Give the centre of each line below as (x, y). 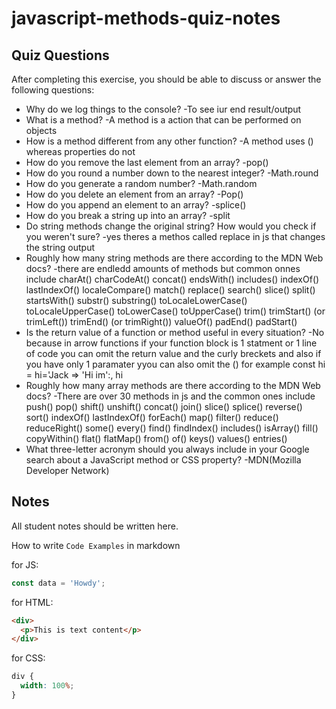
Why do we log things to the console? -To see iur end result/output (163, 109)
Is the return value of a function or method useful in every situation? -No (175, 332)
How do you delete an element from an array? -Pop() (134, 194)
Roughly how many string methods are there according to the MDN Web (174, 258)
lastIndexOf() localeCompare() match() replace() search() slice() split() (170, 290)
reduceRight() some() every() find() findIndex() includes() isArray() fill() (172, 428)
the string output (60, 247)
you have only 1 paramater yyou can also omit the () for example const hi (175, 364)
